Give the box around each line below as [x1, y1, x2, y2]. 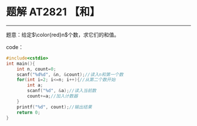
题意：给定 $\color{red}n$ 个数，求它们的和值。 [6, 31, 120, 38]
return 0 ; [16, 109, 41, 116]
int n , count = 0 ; [16, 66, 57, 72]
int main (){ [6, 61, 35, 66]
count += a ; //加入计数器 [27, 93, 78, 99]
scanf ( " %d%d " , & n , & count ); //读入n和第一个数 [16, 71, 124, 78]
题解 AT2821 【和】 [6, 5, 100, 19]
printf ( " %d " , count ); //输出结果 [16, 104, 92, 110]
